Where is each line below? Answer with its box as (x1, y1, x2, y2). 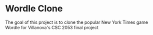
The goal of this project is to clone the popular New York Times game (5, 19, 148, 25)
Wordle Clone (5, 3, 63, 14)
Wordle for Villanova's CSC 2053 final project (5, 24, 99, 30)
